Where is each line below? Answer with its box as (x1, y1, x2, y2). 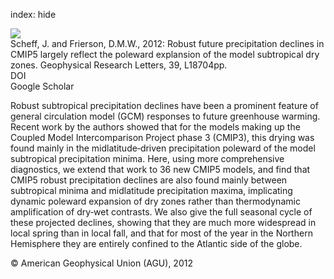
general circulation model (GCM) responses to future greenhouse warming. (10, 110, 321, 122)
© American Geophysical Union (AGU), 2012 (10, 257, 193, 269)
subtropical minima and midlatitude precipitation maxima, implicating (10, 185, 293, 196)
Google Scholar (10, 80, 75, 92)
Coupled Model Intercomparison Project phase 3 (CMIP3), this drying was (10, 132, 315, 143)
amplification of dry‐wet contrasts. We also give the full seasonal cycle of (10, 206, 313, 218)
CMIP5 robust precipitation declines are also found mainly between (10, 174, 288, 186)
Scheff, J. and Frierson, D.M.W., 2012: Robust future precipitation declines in (10, 38, 325, 49)
